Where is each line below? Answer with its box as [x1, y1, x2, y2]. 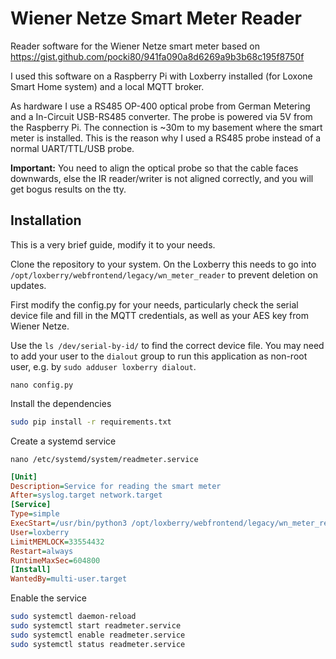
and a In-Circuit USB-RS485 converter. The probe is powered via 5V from [10, 110, 313, 122]
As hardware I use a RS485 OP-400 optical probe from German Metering [10, 100, 311, 112]
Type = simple [10, 509, 60, 519]
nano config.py [10, 380, 74, 390]
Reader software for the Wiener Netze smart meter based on [10, 40, 260, 52]
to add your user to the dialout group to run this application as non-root [10, 350, 308, 362]
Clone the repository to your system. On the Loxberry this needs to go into [10, 258, 317, 270]
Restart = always [10, 546, 74, 556]
